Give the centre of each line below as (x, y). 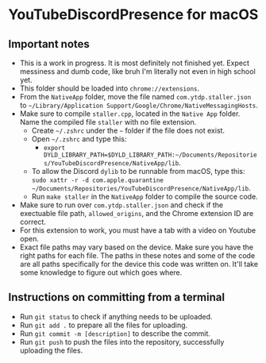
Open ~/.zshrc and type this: (79, 139)
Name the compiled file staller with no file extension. (108, 122)
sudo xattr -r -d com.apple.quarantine (98, 180)
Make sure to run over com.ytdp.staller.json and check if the (121, 205)
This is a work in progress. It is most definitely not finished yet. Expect (135, 63)
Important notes (49, 44)
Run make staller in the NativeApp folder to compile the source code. (145, 197)
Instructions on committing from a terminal (116, 297)
